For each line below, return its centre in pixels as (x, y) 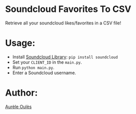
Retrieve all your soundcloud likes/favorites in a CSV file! (63, 23)
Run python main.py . (33, 67)
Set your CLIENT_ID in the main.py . (47, 62)
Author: (22, 93)
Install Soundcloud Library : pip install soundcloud (65, 57)
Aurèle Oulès (18, 107)
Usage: (20, 43)
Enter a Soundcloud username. (44, 73)
